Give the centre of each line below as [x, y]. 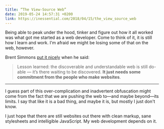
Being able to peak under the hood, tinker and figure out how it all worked [79, 33]
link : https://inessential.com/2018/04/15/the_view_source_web [71, 18]
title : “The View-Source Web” [36, 9]
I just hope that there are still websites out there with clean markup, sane [78, 116]
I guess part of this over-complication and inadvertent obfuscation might [78, 91]
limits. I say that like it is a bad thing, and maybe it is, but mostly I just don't [80, 101]
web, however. [20, 48]
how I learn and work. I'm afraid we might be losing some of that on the [77, 43]
